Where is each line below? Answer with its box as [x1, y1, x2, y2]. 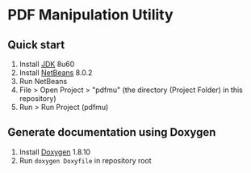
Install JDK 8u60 [19, 59, 75, 69]
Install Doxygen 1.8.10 [19, 147, 90, 157]
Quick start [7, 38, 65, 52]
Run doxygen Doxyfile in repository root [19, 155, 152, 165]
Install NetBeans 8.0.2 [19, 68, 93, 78]
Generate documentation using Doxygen [7, 125, 216, 139]
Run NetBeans [19, 77, 68, 86]
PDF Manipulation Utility [7, 6, 174, 24]
